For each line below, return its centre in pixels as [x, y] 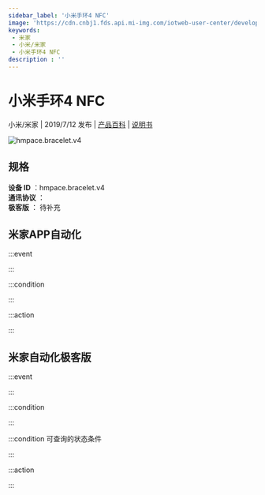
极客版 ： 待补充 [34, 207]
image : [19, 23]
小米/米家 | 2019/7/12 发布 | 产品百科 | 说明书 [80, 124]
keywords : [24, 30]
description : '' [37, 60]
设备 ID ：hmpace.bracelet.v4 [56, 187]
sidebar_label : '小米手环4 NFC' [59, 15]
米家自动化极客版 [50, 357]
